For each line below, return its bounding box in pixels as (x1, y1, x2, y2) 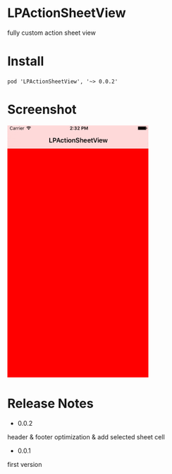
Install (7, 53, 44, 69)
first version (7, 460, 42, 468)
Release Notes (7, 395, 94, 412)
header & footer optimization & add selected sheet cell (7, 432, 166, 441)
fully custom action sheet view (7, 28, 97, 37)
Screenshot (7, 101, 77, 118)
